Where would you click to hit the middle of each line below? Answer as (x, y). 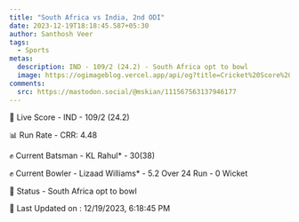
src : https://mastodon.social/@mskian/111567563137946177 (127, 91)
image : (29, 75)
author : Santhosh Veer (51, 34)
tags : (19, 42)
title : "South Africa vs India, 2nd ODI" (87, 17)
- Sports (33, 51)
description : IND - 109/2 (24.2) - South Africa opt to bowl (133, 67)
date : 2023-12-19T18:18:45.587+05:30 (79, 26)
